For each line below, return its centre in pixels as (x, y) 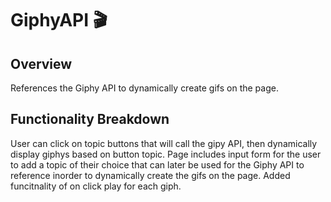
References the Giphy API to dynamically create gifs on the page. (144, 88)
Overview (41, 63)
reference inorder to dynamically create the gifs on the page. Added (150, 175)
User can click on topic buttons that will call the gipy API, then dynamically (164, 143)
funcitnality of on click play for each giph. (96, 186)
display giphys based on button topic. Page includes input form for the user (166, 154)
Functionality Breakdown (90, 119)
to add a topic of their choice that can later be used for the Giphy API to (157, 164)
